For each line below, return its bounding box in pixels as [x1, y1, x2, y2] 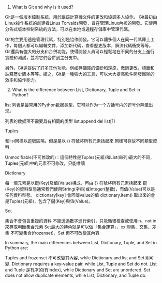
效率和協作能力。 [5, 77, 39, 83]
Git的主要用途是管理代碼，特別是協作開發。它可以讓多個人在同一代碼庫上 [5, 36, 151, 42]
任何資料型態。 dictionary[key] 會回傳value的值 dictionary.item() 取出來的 [5, 192, 151, 198]
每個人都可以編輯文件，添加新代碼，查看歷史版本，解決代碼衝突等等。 [13, 43, 153, 48]
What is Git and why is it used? [12, 4, 74, 10]
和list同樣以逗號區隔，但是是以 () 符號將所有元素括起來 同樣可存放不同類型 [5, 138, 153, 143]
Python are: [5, 245, 28, 251]
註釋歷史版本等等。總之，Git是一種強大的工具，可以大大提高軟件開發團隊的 [5, 71, 155, 77]
